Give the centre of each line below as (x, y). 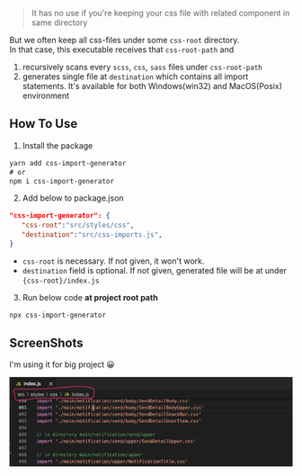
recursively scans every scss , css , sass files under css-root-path (142, 67)
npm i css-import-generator (62, 181)
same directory (59, 22)
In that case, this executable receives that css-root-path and (122, 49)
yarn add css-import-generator (68, 163)
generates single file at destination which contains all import (135, 76)
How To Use (44, 124)
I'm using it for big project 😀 (62, 364)
